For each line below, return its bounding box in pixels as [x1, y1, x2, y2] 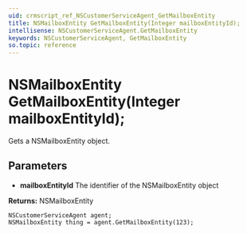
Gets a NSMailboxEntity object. [8, 137, 110, 146]
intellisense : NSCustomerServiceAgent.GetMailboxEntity [8, 26, 198, 34]
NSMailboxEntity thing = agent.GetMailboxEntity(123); [8, 218, 194, 226]
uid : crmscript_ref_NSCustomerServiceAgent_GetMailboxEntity [8, 11, 216, 20]
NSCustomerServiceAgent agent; [8, 211, 112, 220]
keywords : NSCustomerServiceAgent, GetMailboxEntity [8, 34, 187, 42]
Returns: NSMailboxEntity [8, 196, 94, 205]
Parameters [8, 159, 68, 173]
